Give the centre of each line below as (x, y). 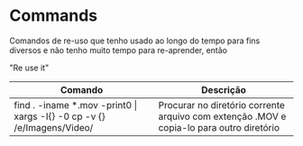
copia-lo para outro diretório (219, 127)
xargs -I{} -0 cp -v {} (60, 116)
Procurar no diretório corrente (222, 105)
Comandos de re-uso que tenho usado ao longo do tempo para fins (135, 41)
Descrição (224, 89)
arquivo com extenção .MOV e (222, 116)
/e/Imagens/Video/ (54, 127)
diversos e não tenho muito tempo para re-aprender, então (119, 50)
